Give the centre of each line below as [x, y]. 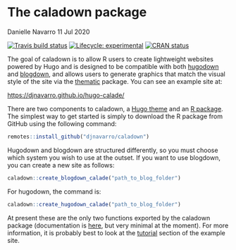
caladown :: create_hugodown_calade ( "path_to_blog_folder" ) [94, 204]
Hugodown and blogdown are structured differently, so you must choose [113, 150]
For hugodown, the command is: [54, 192]
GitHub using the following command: [62, 123]
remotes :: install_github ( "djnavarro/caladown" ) [79, 137]
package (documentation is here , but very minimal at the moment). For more [118, 225]
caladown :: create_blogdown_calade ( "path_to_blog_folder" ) [94, 178]
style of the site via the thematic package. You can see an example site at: [115, 81]
